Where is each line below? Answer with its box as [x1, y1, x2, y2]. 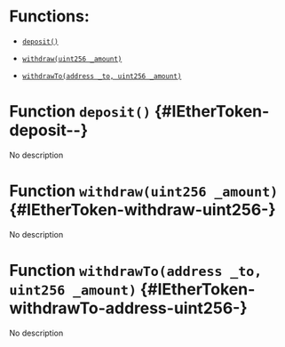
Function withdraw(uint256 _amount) [9, 181, 279, 201]
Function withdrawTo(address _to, [9, 261, 263, 280]
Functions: [9, 6, 91, 27]
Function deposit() [9, 101, 151, 122]
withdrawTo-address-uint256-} [9, 298, 248, 318]
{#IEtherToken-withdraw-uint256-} [9, 200, 277, 220]
